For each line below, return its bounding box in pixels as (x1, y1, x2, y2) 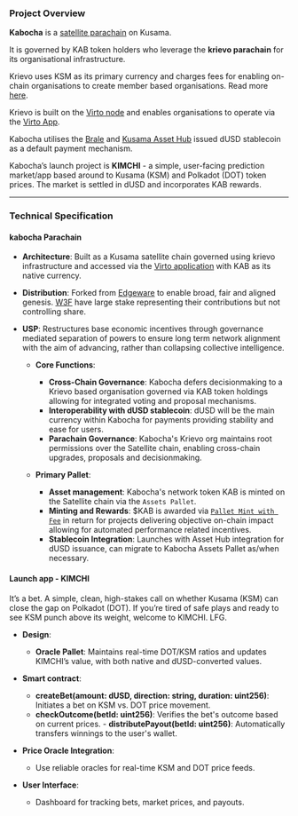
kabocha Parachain (9, 232, 82, 242)
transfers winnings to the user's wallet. (35, 727, 177, 739)
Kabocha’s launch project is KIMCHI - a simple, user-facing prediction (9, 161, 265, 171)
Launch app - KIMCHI (9, 574, 90, 584)
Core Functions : (35, 360, 96, 370)
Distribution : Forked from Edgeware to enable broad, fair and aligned (21, 288, 277, 298)
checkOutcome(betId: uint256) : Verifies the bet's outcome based (35, 709, 278, 719)
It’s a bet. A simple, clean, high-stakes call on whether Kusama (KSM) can (9, 593, 279, 604)
